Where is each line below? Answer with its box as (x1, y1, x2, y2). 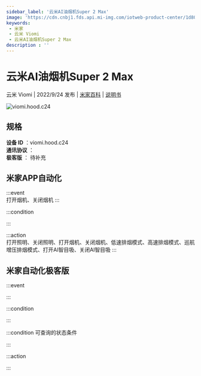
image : (6, 14, 23, 20)
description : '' (6, 43, 50, 49)
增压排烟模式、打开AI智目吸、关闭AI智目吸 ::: (6, 246, 117, 254)
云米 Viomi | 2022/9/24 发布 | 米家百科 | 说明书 (6, 91, 121, 98)
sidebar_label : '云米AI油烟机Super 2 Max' (6, 8, 109, 15)
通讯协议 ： (6, 146, 34, 154)
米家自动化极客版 (6, 265, 69, 276)
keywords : (6, 20, 31, 26)
